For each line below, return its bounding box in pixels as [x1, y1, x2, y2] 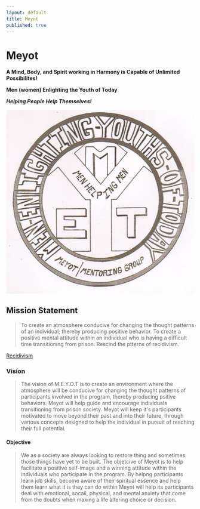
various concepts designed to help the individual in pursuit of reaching [20, 418, 195, 426]
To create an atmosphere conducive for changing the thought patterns [20, 321, 195, 328]
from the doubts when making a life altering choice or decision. [20, 496, 177, 504]
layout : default [6, 10, 47, 16]
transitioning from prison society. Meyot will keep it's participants [20, 406, 182, 413]
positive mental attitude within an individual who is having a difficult [20, 334, 187, 341]
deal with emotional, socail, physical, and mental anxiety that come [20, 490, 186, 497]
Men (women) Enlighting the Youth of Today [6, 87, 118, 94]
